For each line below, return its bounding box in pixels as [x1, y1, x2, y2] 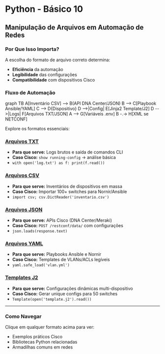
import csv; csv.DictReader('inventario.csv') [12, 195, 110, 199]
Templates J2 [5, 274, 38, 281]
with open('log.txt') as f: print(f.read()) [12, 160, 105, 166]
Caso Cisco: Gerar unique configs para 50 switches [12, 290, 118, 297]
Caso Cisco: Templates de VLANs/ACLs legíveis [12, 257, 110, 263]
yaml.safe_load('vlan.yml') [12, 263, 70, 268]
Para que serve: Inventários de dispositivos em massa [12, 183, 123, 189]
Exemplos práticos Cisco [12, 333, 63, 339]
